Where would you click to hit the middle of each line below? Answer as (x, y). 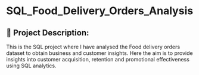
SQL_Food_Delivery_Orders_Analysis (100, 11)
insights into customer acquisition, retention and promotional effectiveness (98, 59)
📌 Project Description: (48, 33)
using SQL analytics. (31, 66)
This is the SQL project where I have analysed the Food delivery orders (93, 47)
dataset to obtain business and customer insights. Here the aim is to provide (99, 53)
